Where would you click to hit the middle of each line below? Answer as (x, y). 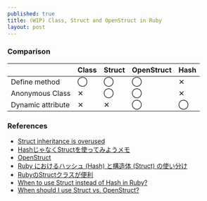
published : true (31, 14)
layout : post (26, 27)
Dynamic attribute (40, 104)
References (27, 126)
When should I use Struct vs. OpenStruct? (78, 190)
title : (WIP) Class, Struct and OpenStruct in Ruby (84, 20)
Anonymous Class (41, 93)
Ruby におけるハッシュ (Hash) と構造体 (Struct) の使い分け (102, 166)
